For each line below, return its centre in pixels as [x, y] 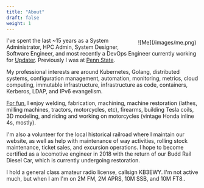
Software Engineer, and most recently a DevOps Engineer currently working [101, 54]
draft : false [23, 18]
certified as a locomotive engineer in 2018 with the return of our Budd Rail [99, 154]
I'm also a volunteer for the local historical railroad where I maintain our [95, 134]
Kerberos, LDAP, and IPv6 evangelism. [55, 92]
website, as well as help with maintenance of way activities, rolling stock [97, 141]
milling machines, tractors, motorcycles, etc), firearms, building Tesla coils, [100, 110]
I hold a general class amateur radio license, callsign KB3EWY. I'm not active [102, 172]
